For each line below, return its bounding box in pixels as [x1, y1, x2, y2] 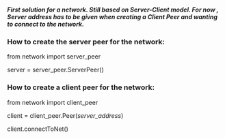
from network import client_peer [7, 98, 98, 106]
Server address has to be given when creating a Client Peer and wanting [7, 12, 217, 20]
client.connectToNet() [7, 125, 68, 133]
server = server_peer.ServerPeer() [7, 65, 105, 74]
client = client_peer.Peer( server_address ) [7, 111, 124, 119]
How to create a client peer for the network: [7, 82, 155, 92]
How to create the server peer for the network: [7, 37, 166, 46]
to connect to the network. [7, 20, 84, 28]
